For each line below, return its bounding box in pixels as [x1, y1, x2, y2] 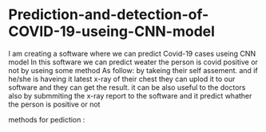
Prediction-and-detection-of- [8, 6, 209, 24]
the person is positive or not [8, 99, 101, 109]
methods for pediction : [8, 115, 85, 124]
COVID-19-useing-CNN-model [8, 22, 216, 41]
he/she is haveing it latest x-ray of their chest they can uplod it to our [8, 74, 236, 83]
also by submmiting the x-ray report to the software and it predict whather [8, 91, 252, 100]
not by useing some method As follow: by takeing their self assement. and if [8, 65, 258, 75]
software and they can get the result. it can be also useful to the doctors [8, 82, 246, 92]
